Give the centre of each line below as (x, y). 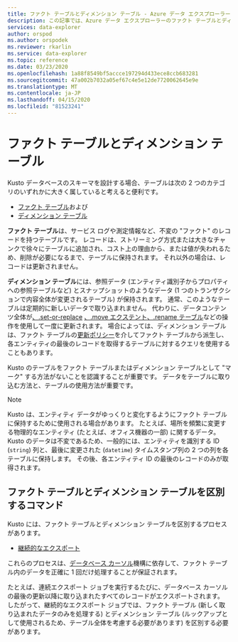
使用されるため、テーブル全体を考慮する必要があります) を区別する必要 (124, 622)
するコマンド (36, 505)
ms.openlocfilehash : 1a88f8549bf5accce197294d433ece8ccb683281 (103, 73)
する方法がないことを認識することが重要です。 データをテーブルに (121, 376)
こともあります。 (32, 352)
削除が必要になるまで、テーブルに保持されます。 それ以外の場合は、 (120, 257)
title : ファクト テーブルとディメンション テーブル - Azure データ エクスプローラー (119, 14)
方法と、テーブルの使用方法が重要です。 (78, 385)
